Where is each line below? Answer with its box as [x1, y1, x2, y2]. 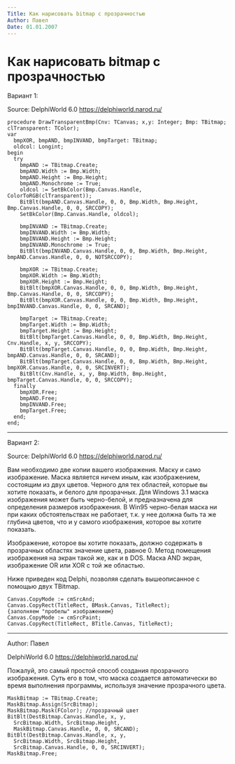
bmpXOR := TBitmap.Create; [20, 266, 99, 274]
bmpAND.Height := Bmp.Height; [20, 174, 108, 181]
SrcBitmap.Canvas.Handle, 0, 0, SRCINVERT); [13, 744, 145, 751]
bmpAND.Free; [20, 395, 58, 402]
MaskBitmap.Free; [7, 750, 58, 758]
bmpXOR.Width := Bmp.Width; [20, 272, 101, 279]
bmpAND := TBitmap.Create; [20, 162, 99, 169]
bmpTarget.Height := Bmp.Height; [20, 328, 117, 335]
